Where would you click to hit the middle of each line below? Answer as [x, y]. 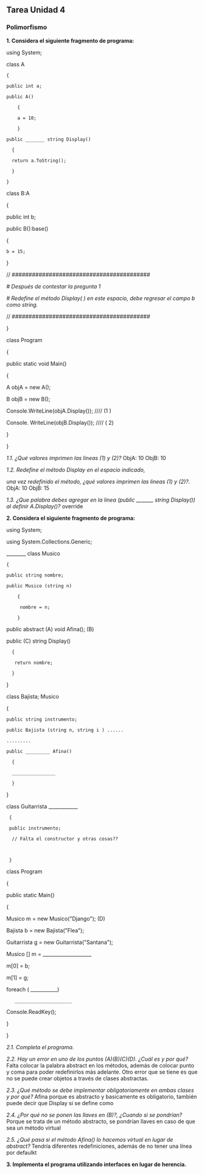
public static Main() [30, 895]
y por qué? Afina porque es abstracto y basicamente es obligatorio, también [102, 1096]
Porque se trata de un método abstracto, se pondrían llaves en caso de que [101, 1121]
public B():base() [27, 228]
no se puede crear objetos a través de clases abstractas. [78, 1078]
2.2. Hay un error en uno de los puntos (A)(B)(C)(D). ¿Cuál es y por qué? [97, 1059]
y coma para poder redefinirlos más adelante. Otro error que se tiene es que [102, 1072]
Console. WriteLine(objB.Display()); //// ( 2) [60, 422]
